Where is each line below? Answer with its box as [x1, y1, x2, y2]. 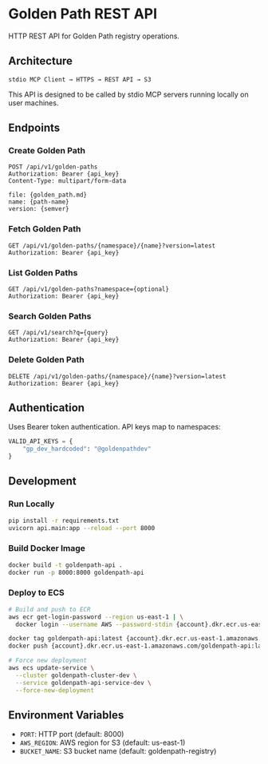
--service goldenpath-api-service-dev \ [15, 679, 152, 687]
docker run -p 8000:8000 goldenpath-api [8, 568, 145, 576]
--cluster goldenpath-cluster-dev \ [15, 671, 137, 679]
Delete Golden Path [8, 354, 85, 366]
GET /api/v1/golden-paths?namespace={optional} [8, 285, 170, 294]
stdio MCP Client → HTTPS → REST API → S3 [8, 75, 152, 84]
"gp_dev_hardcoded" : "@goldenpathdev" [22, 445, 152, 453]
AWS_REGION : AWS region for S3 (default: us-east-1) [19, 738, 186, 747]
